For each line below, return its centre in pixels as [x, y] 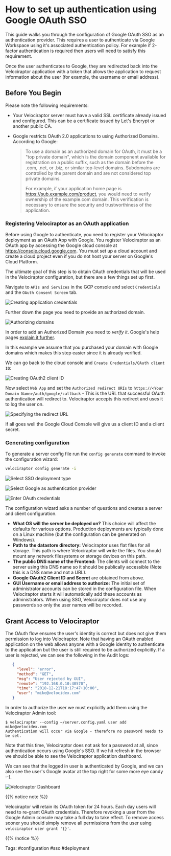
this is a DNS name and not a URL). [50, 572]
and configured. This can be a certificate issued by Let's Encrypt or [83, 121]
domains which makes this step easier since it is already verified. [74, 353]
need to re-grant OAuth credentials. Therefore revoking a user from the [80, 812]
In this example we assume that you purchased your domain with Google [82, 347]
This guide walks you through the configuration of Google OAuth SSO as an [85, 34]
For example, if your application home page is [74, 188]
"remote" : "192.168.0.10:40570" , [52, 684]
